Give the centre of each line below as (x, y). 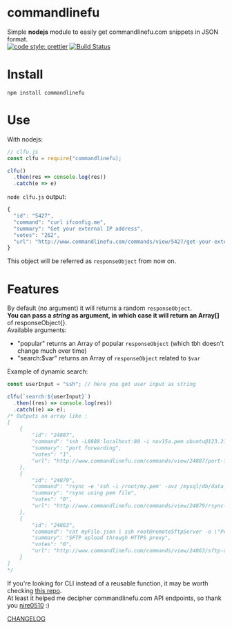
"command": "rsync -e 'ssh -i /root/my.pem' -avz (105, 487)
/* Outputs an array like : (48, 416)
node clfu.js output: (37, 197)
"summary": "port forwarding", (77, 448)
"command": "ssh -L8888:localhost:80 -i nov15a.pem (108, 442)
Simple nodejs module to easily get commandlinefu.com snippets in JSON (113, 32)
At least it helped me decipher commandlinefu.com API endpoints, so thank (115, 598)
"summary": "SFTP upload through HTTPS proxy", (101, 538)
